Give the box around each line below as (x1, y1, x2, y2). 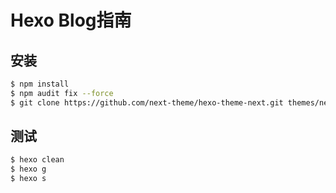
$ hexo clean (10, 155, 65, 165)
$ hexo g (10, 164, 47, 175)
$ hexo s (10, 174, 47, 184)
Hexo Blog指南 (10, 9, 132, 32)
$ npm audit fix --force (10, 88, 114, 98)
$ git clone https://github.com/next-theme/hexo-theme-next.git (10, 97, 284, 108)
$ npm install (10, 79, 70, 89)
